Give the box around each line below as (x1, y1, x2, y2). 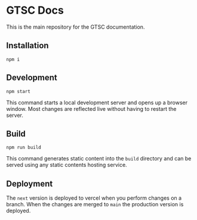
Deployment (6, 178, 53, 188)
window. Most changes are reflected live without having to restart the (6, 105, 177, 112)
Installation (6, 41, 49, 51)
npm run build (6, 144, 42, 151)
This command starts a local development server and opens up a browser (6, 99, 188, 106)
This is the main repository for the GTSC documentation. (6, 23, 145, 30)
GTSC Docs (6, 4, 64, 17)
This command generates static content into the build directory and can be (6, 155, 192, 162)
